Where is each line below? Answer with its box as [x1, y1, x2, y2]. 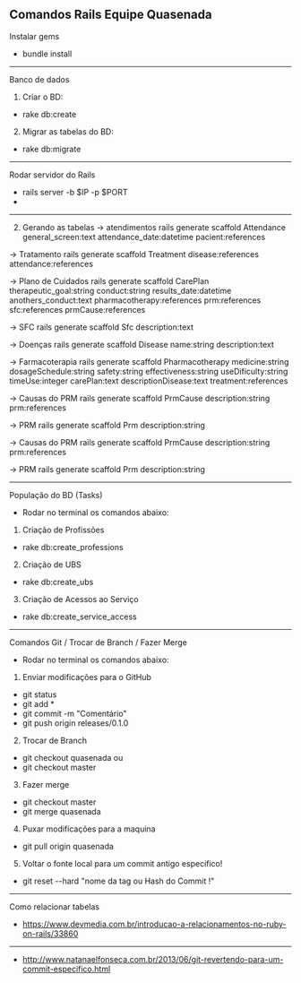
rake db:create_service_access [21, 611, 137, 622]
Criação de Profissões [21, 524, 105, 535]
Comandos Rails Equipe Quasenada [9, 7, 212, 22]
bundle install [21, 48, 73, 59]
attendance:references [9, 258, 94, 269]
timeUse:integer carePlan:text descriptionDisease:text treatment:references [9, 375, 288, 386]
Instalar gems [9, 30, 60, 41]
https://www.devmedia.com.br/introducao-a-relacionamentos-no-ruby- [21, 918, 287, 929]
